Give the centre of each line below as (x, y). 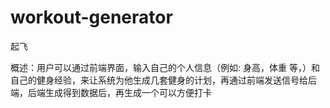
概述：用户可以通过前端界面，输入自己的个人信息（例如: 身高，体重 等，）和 (165, 67)
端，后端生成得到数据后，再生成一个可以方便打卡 (111, 92)
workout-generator (91, 17)
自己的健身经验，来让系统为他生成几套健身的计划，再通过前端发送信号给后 (163, 80)
